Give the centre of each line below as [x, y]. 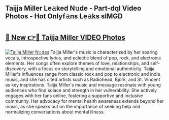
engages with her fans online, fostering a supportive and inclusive [74, 96]
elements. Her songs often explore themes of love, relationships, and [77, 63]
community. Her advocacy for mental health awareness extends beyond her [84, 101]
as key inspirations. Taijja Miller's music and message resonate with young [83, 85]
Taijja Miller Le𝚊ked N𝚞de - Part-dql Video [73, 8]
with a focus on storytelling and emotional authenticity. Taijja [91, 69]
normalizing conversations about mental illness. [55, 112]
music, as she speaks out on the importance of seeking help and [73, 107]
